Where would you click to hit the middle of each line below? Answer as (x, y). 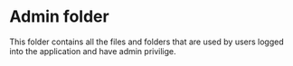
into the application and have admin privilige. (93, 51)
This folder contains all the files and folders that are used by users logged (147, 42)
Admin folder (60, 17)
